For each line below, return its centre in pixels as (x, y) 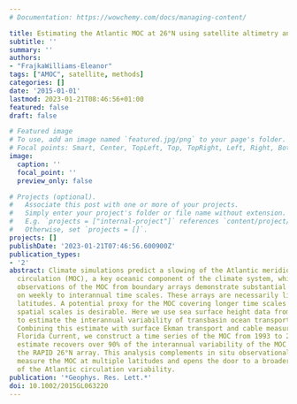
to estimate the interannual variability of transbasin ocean (134, 320)
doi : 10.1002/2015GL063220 (59, 385)
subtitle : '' (33, 42)
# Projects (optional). (53, 197)
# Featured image (41, 132)
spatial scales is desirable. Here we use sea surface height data (144, 312)
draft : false (33, 116)
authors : (25, 58)
